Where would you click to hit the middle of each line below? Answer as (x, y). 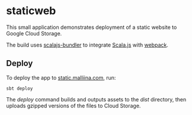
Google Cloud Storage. (34, 33)
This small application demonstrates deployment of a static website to (92, 27)
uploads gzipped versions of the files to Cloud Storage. (73, 106)
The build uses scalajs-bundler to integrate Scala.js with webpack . (87, 45)
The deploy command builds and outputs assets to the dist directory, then (96, 99)
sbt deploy (20, 88)
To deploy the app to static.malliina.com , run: (61, 77)
